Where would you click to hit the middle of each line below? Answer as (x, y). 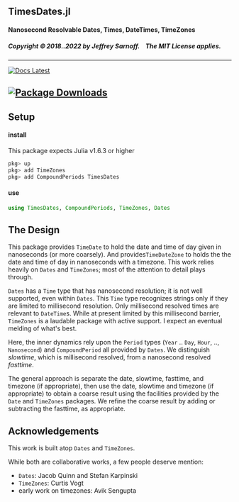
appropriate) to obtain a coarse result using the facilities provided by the (113, 394)
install (17, 135)
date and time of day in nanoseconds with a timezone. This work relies (111, 262)
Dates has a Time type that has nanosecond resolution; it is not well (105, 291)
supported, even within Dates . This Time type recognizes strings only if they (118, 299)
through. (21, 277)
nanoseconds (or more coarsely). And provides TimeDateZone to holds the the (119, 255)
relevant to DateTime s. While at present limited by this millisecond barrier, (115, 313)
